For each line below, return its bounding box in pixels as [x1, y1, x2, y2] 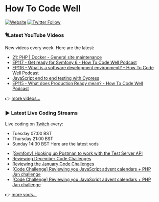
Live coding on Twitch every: [5, 121, 64, 127]
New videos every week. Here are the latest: [5, 45, 94, 51]
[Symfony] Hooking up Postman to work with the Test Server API [12, 150, 143, 156]
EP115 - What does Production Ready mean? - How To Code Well [12, 81, 143, 87]
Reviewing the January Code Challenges [12, 161, 94, 167]
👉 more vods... [5, 191, 37, 197]
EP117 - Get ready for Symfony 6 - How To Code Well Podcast [12, 59, 137, 65]
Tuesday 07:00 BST [12, 130, 52, 136]
